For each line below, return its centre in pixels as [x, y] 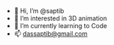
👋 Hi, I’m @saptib [39, 11]
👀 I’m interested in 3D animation [61, 18]
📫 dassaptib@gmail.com [51, 34]
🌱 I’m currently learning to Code [61, 26]
